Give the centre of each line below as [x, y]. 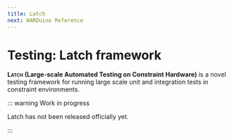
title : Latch [26, 14]
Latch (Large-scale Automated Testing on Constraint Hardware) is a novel [117, 75]
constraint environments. [43, 89]
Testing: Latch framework [85, 55]
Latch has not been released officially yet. [68, 117]
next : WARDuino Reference [45, 20]
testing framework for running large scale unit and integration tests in [108, 82]
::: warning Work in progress [49, 103]
